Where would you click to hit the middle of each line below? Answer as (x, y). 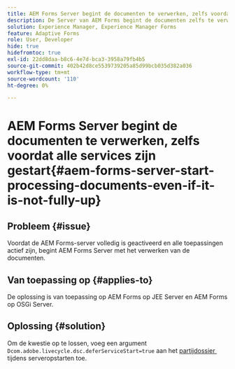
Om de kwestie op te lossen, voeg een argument (77, 343)
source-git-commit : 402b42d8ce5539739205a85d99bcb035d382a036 (100, 66)
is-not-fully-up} (54, 201)
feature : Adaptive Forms (43, 33)
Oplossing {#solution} (57, 326)
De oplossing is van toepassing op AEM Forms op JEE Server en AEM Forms (117, 297)
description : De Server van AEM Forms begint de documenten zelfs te (111, 20)
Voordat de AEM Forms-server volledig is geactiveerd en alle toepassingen (115, 243)
